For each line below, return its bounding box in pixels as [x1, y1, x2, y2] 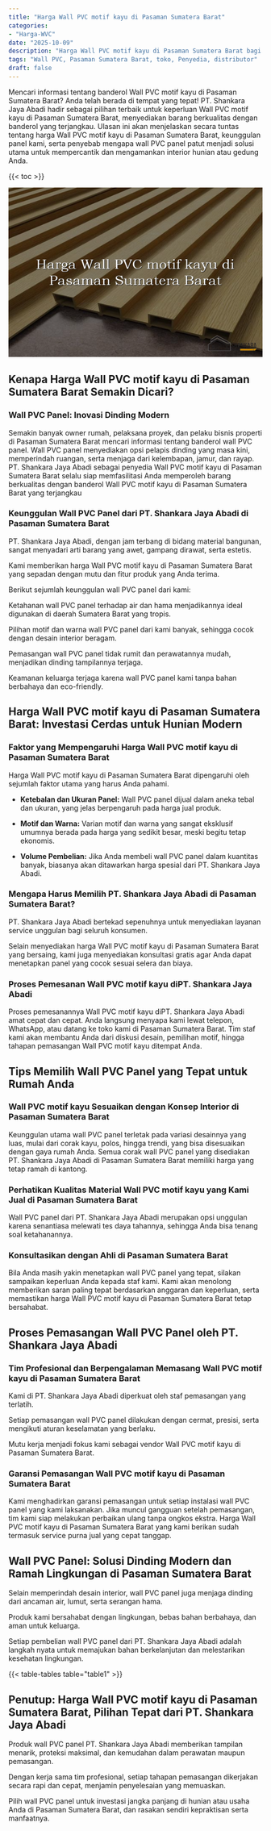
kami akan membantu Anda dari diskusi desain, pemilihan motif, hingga [8, 1032, 244, 1042]
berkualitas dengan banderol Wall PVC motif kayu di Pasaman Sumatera [8, 479, 248, 489]
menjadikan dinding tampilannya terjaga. [8, 657, 144, 667]
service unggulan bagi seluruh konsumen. [8, 925, 148, 935]
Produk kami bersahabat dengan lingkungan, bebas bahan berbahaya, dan [8, 1612, 256, 1622]
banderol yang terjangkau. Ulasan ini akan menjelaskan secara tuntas [8, 121, 240, 131]
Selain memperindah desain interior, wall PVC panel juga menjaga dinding [8, 1588, 253, 1598]
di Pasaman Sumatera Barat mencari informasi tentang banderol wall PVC [8, 436, 252, 446]
